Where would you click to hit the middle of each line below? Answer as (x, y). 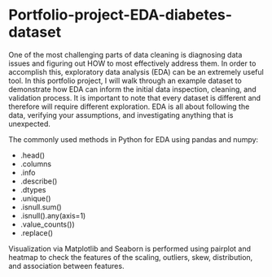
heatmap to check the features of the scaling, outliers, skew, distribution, (131, 257)
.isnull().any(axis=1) (53, 215)
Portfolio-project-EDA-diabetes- (121, 15)
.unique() (35, 198)
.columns (35, 163)
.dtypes (33, 189)
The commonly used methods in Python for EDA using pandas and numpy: (134, 139)
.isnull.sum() (41, 207)
